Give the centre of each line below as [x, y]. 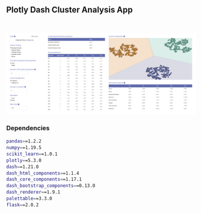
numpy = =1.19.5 [24, 148]
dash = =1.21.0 [23, 167]
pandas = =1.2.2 [24, 141]
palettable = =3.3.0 [29, 199]
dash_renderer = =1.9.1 [33, 192]
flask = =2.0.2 [23, 205]
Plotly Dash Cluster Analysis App [70, 10]
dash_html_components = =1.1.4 [43, 173]
